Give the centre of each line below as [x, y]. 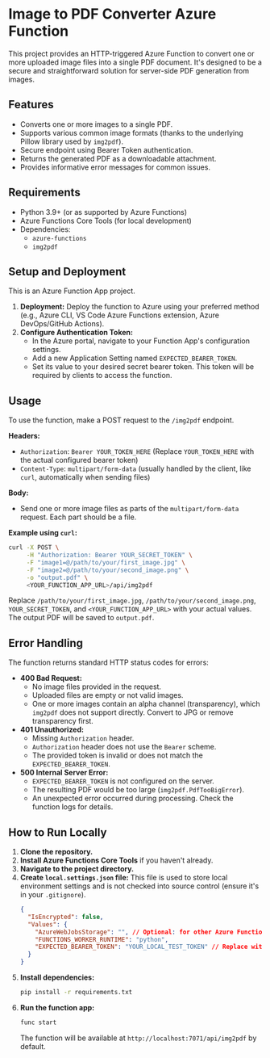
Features [31, 105]
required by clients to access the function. [102, 376]
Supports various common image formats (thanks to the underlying [131, 132]
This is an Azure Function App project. [72, 291]
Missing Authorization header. [83, 738]
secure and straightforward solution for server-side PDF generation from [129, 70]
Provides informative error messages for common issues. [115, 167]
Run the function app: [57, 1007]
